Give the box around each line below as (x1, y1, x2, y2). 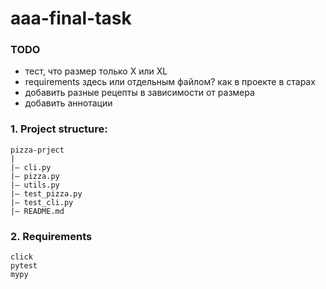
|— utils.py (10, 180, 60, 190)
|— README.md (10, 206, 65, 216)
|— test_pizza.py (10, 188, 83, 199)
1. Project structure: (10, 122, 108, 136)
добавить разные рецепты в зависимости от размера (24, 87, 255, 99)
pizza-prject (10, 145, 65, 155)
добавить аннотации (24, 97, 113, 109)
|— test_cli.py (10, 197, 74, 207)
